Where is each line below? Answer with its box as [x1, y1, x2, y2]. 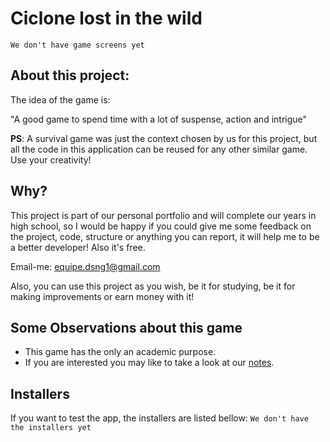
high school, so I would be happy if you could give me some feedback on [10, 220, 312, 232]
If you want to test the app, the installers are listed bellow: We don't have [10, 412, 309, 424]
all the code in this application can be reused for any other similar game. [10, 143, 308, 155]
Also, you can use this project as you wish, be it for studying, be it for [10, 280, 296, 292]
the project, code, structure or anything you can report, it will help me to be [10, 230, 320, 242]
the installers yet [10, 423, 92, 433]
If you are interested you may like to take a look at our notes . [24, 357, 275, 369]
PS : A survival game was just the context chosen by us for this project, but [10, 132, 318, 144]
